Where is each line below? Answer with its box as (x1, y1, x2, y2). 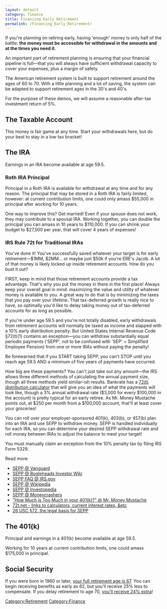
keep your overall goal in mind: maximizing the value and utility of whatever (5, 287, 160, 293)
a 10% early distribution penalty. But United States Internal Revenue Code (5, 328, 156, 334)
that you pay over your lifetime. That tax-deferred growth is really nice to (5, 297, 154, 303)
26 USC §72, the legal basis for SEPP (12, 508, 88, 514)
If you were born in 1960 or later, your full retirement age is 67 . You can (5, 578, 151, 584)
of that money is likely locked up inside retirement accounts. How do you (5, 261, 154, 267)
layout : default (5, 7, 39, 12)
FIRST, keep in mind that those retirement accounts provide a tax (5, 276, 138, 282)
